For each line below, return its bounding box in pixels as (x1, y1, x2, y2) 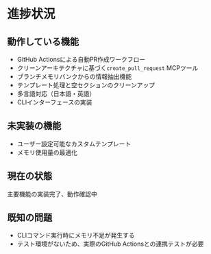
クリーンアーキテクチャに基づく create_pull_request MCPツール (16, 64, 199, 72)
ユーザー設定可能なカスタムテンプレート (16, 139, 132, 148)
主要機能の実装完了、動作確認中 (7, 189, 97, 198)
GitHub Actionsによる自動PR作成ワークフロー (16, 56, 146, 63)
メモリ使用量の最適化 (16, 148, 77, 157)
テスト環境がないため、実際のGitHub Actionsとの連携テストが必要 (16, 240, 204, 248)
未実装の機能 (7, 120, 62, 132)
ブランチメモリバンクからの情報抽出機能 (16, 73, 132, 80)
